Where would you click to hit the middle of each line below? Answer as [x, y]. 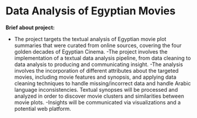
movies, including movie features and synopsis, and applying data [95, 77]
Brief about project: [30, 27]
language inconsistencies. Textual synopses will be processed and [96, 89]
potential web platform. [43, 108]
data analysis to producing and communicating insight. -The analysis [98, 64]
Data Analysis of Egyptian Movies [91, 11]
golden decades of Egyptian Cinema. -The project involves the [91, 51]
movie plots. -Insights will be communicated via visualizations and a [97, 102]
